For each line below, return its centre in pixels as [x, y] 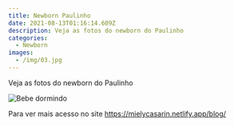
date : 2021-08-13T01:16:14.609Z [62, 23]
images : [21, 53]
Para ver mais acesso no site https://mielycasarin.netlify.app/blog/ [117, 113]
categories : [28, 38]
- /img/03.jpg [39, 61]
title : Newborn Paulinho [50, 16]
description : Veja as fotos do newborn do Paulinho [96, 30]
